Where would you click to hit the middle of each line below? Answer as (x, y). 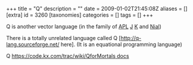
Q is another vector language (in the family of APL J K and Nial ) (84, 27)
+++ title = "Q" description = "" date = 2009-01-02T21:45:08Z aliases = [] (97, 9)
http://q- (131, 38)
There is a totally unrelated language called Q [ (63, 38)
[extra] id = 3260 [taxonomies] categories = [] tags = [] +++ (80, 15)
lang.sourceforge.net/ (33, 44)
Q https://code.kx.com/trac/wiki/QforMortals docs (68, 56)
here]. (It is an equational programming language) (122, 44)
